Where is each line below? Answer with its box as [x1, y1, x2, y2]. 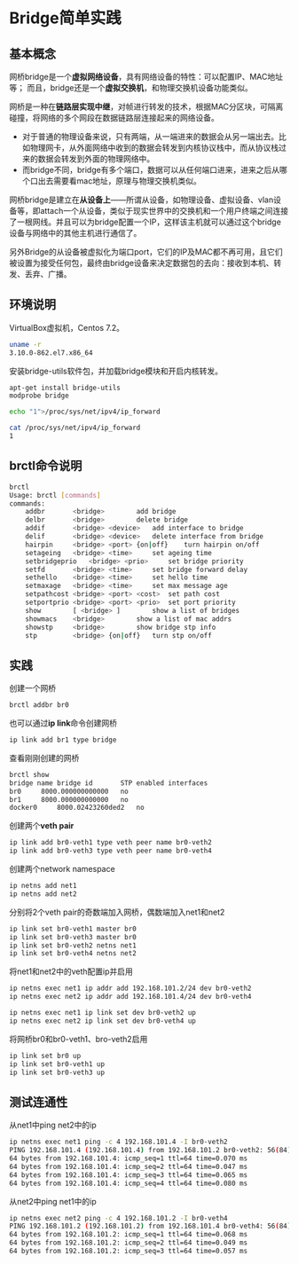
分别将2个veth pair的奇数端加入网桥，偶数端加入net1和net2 [9, 907, 225, 917]
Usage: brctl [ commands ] [9, 491, 101, 499]
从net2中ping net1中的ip [9, 1196, 97, 1206]
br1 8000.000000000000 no [9, 795, 129, 804]
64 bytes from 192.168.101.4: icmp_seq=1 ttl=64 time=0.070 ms [9, 1154, 248, 1163]
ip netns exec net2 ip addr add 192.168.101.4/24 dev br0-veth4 [9, 993, 252, 1001]
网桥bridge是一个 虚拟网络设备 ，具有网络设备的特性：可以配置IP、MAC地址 [9, 72, 284, 82]
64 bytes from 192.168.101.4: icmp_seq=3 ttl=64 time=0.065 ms [9, 1170, 248, 1180]
